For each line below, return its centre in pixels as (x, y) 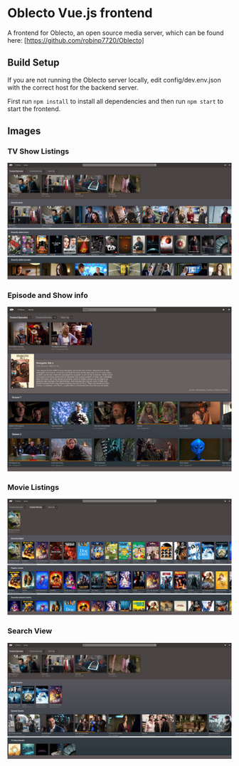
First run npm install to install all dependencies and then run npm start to (116, 101)
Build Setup (33, 63)
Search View (30, 631)
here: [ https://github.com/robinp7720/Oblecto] (76, 40)
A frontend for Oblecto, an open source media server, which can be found (116, 33)
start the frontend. (34, 109)
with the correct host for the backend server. (73, 87)
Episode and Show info (48, 295)
